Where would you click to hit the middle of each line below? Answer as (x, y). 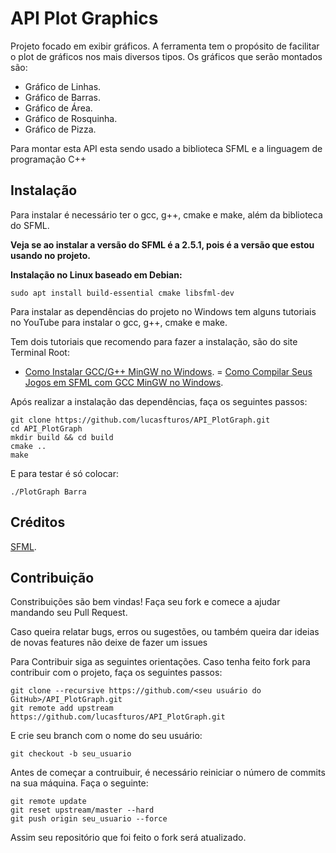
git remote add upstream (62, 708)
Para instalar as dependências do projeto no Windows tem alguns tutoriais (163, 311)
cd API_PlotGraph (46, 428)
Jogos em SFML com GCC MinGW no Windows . (124, 382)
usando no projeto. (50, 255)
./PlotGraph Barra (48, 492)
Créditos (38, 522)
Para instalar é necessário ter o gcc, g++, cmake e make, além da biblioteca (166, 214)
